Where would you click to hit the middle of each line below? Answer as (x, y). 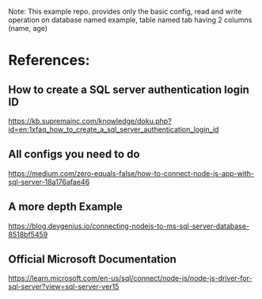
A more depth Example (65, 207)
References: (49, 61)
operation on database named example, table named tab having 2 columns (130, 20)
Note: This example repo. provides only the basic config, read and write (125, 11)
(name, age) (28, 28)
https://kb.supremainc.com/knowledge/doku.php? (90, 121)
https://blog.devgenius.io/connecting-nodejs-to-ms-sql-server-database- (129, 226)
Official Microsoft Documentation (92, 260)
